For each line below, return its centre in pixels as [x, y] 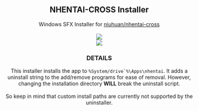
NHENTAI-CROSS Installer [99, 10]
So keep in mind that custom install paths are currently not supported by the [99, 96]
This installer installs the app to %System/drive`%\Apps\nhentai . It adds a [99, 71]
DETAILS [99, 58]
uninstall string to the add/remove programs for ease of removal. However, [99, 78]
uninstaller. [99, 103]
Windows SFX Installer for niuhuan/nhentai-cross [99, 24]
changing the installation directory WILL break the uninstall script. [99, 84]
